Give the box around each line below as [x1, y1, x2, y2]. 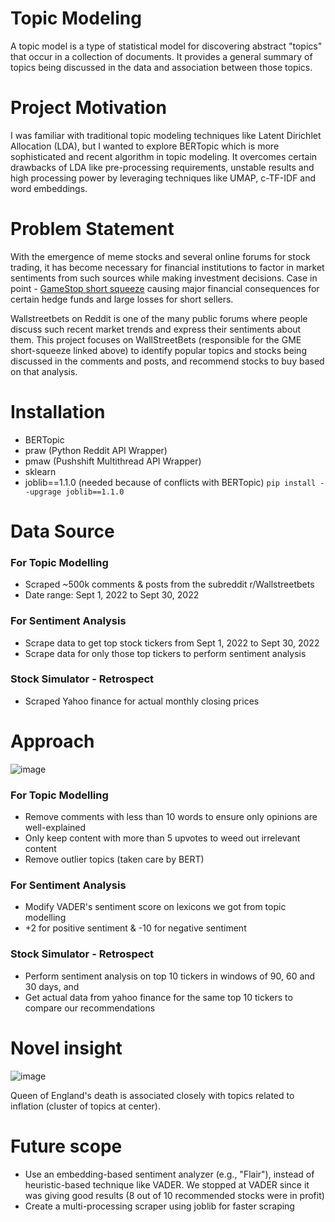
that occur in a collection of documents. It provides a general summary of [10, 50, 313, 62]
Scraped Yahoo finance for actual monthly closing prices [24, 695, 260, 707]
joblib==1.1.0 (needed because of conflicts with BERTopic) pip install [24, 476, 317, 488]
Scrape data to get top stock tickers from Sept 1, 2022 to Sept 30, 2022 [24, 637, 320, 649]
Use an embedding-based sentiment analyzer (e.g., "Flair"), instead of [24, 1168, 315, 1180]
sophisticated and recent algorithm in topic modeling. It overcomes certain [10, 150, 318, 162]
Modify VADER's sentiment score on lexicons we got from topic [24, 901, 287, 913]
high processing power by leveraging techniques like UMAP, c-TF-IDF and [10, 172, 317, 184]
